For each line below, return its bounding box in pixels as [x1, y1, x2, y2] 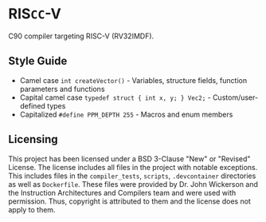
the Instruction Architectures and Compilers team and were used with [8, 188, 237, 197]
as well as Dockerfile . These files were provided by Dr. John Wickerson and [8, 179, 259, 188]
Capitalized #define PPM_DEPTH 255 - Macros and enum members [19, 109, 233, 119]
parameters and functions [19, 84, 105, 93]
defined [19, 101, 46, 110]
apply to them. [8, 204, 56, 214]
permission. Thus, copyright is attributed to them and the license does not [8, 196, 251, 206]
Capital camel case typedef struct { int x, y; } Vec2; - [19, 93, 211, 102]
